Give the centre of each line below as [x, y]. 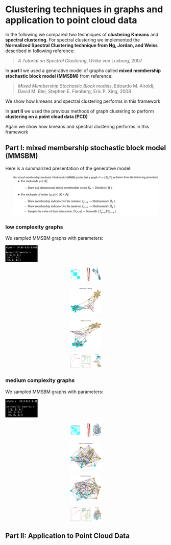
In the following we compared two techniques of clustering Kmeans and [82, 34]
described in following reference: [40, 51]
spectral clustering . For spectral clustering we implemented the [73, 40]
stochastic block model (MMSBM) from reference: [59, 76]
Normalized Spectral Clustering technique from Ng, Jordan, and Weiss [82, 45]
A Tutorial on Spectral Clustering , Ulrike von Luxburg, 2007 [80, 60]
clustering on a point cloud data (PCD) [46, 117]
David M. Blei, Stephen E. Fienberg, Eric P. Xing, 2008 [74, 91]
